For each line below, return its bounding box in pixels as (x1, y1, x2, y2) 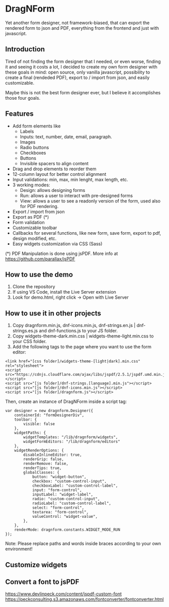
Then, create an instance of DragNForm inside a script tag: (5, 398, 127, 404)
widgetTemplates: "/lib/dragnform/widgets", (23, 435, 118, 440)
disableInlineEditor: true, (23, 452, 82, 457)
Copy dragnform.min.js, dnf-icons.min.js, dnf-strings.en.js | (12, 322, 136, 328)
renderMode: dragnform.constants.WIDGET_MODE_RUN (14, 527, 121, 532)
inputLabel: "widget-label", (32, 492, 94, 497)
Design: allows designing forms (20, 187, 86, 193)
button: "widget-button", (32, 475, 87, 480)
